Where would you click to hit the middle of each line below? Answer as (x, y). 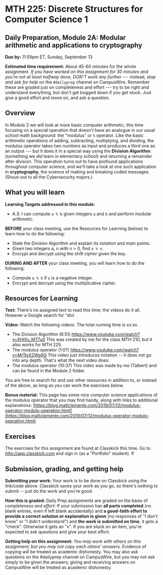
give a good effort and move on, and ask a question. (58, 98)
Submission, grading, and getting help (64, 469)
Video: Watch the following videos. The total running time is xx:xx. (72, 325)
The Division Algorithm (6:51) (41, 334)
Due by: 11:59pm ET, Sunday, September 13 (49, 57)
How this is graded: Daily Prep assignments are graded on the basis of (76, 500)
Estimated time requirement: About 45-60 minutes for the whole (71, 66)
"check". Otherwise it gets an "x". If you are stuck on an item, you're (73, 527)
